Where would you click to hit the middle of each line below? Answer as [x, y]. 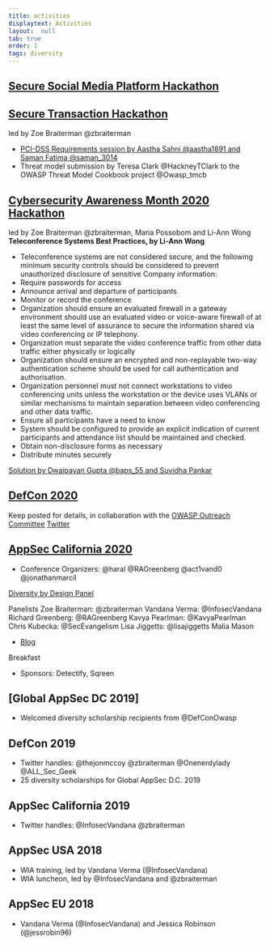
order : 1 [23, 46]
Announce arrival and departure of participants [99, 292]
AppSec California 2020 [71, 549]
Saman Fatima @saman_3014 [69, 158]
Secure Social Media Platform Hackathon [114, 86]
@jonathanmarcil [48, 577]
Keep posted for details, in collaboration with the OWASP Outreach [120, 515]
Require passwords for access [71, 283]
